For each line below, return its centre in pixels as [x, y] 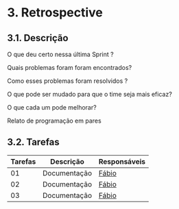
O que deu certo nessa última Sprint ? [61, 54]
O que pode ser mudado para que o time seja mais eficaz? [90, 94]
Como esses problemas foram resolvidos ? [68, 81]
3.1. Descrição [38, 38]
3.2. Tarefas [33, 142]
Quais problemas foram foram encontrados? [70, 67]
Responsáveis [122, 161]
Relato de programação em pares [54, 121]
